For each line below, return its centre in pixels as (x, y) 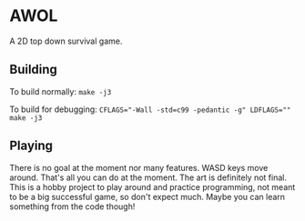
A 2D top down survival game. (66, 41)
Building (33, 70)
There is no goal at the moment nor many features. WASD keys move (139, 167)
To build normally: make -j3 (61, 91)
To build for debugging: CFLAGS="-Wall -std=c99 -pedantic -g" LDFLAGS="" (150, 109)
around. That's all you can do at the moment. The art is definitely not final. (148, 177)
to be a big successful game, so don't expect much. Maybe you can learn (147, 196)
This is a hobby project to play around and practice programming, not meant (152, 186)
